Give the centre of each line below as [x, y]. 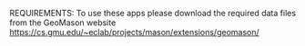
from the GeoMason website [63, 23]
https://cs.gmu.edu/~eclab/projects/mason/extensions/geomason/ [134, 32]
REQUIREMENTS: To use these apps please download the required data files [153, 13]
